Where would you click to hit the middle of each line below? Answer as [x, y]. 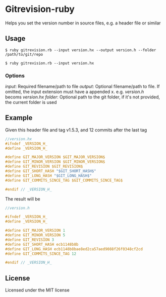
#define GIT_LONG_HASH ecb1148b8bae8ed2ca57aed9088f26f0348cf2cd [74, 249]
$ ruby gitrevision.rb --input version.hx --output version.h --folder [81, 50]
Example [19, 118]
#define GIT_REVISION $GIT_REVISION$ [44, 167]
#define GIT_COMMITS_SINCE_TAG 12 [41, 254]
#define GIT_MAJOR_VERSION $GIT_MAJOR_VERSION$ [55, 157]
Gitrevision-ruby [40, 9]
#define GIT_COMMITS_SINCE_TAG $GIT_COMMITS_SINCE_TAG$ [64, 180]
